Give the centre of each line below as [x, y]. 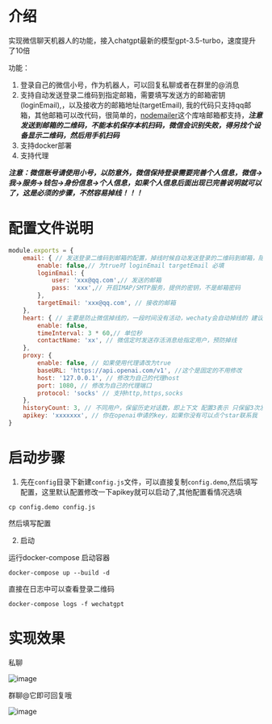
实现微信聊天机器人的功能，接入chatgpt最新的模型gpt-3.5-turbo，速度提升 [132, 40]
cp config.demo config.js [52, 507]
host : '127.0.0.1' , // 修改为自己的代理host [109, 378]
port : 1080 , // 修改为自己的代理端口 [94, 385]
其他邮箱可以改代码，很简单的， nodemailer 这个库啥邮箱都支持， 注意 [149, 115]
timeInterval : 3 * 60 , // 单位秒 [90, 333]
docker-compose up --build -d [59, 573]
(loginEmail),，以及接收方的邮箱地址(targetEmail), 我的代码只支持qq [132, 105]
